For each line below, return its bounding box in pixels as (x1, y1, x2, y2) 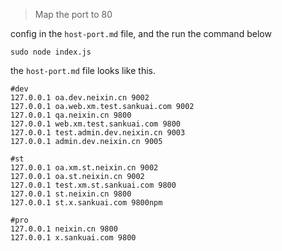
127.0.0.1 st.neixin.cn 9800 (10, 189, 132, 199)
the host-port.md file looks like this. (10, 65, 156, 76)
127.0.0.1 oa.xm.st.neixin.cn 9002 (10, 163, 159, 173)
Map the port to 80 (34, 9, 113, 20)
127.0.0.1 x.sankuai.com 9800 (10, 233, 137, 243)
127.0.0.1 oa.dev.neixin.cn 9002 (10, 93, 150, 103)
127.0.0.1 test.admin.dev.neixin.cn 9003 (10, 128, 186, 138)
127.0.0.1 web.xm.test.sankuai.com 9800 (10, 119, 182, 129)
